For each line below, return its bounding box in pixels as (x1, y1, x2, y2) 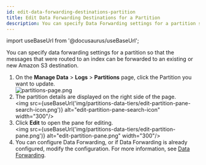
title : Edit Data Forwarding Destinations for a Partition (6, 15, 161, 21)
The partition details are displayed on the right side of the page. (15, 93, 177, 101)
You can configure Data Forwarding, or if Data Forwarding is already (15, 139, 188, 146)
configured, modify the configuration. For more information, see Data (15, 145, 190, 153)
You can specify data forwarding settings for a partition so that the (6, 49, 175, 56)
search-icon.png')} (15, 106, 63, 114)
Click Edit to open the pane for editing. (15, 119, 113, 127)
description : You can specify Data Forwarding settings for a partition (6, 20, 196, 26)
